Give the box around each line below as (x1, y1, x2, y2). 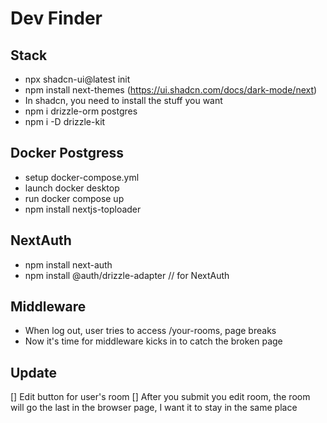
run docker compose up (24, 192, 125, 204)
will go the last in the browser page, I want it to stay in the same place (10, 402, 298, 414)
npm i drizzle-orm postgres (24, 105, 138, 117)
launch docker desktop (24, 182, 120, 194)
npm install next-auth (24, 258, 113, 271)
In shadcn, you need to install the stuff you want (24, 95, 223, 106)
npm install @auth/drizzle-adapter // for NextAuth (24, 269, 230, 281)
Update (10, 364, 58, 381)
